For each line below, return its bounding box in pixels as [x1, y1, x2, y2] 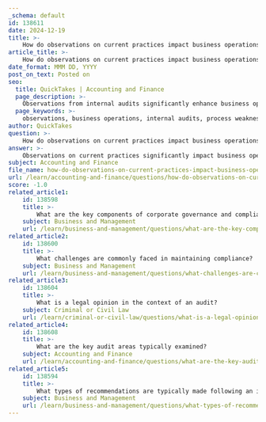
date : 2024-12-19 [8, 26, 66, 34]
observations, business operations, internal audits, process [22, 115, 232, 123]
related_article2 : [8, 233, 69, 241]
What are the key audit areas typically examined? [36, 343, 207, 351]
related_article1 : [8, 188, 69, 196]
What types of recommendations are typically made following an [36, 387, 253, 395]
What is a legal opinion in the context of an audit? [36, 298, 218, 306]
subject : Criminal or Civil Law [22, 306, 129, 314]
